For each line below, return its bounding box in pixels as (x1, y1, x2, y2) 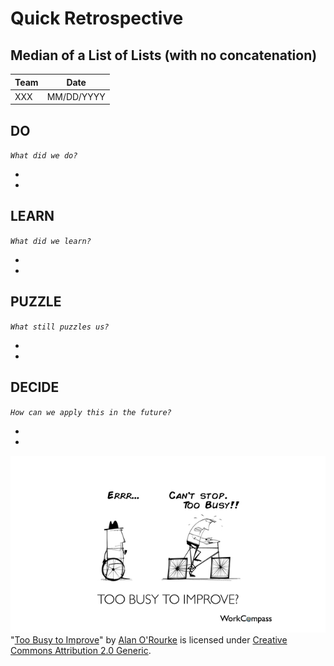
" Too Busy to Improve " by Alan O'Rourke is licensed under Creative (10, 634, 288, 646)
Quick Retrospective (10, 7, 184, 30)
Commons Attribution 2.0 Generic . (10, 645, 152, 656)
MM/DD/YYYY (46, 90, 106, 102)
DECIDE (10, 379, 60, 396)
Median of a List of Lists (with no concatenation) (10, 47, 318, 64)
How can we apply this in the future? (10, 407, 172, 417)
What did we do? (10, 151, 78, 161)
